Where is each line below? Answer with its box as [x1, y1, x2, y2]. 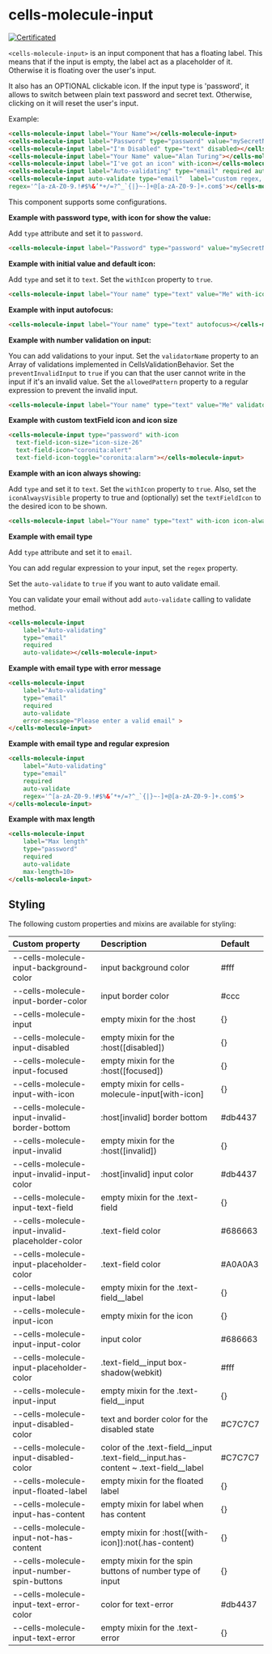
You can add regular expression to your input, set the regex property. [8, 563, 239, 573]
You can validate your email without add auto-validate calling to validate [8, 594, 252, 604]
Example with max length [8, 814, 96, 824]
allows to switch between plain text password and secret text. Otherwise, [8, 89, 253, 99]
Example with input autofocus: [8, 305, 113, 314]
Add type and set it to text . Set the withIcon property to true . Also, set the [8, 484, 257, 493]
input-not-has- [12, 1533, 74, 1544]
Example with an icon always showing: [8, 468, 142, 478]
